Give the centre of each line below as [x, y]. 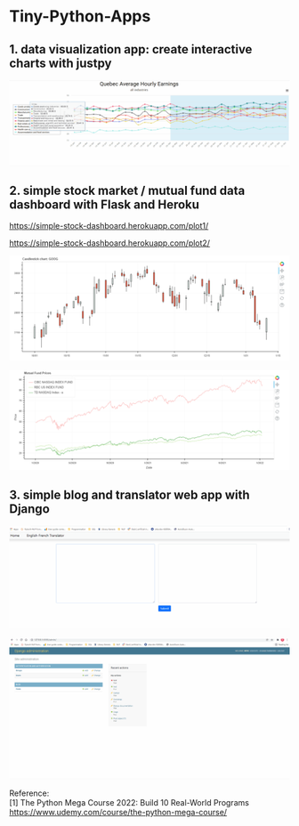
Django [30, 509]
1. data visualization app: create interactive [131, 49]
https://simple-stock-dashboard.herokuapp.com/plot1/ [109, 226]
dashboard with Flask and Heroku [105, 204]
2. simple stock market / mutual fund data [127, 190]
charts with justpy [61, 63]
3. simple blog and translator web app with [130, 495]
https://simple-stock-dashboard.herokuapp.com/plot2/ [110, 243]
